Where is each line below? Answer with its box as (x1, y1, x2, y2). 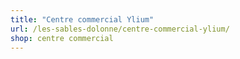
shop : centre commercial (10, 33, 114, 43)
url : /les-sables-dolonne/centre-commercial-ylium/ (10, 24, 230, 34)
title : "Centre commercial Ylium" (10, 14, 155, 25)
